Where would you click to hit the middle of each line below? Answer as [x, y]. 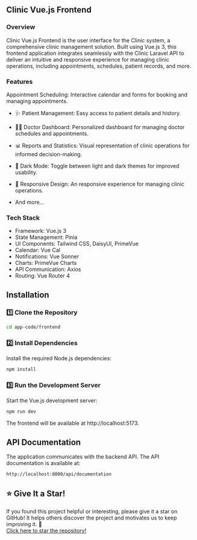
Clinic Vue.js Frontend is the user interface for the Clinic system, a [88, 40]
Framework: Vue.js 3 [41, 231]
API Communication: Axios [48, 269]
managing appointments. [37, 101]
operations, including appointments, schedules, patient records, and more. [99, 66]
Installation [28, 295]
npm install [21, 370]
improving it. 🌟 [24, 524]
